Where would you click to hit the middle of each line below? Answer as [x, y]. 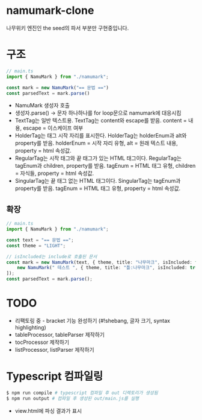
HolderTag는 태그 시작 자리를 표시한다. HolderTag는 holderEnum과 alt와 [101, 136]
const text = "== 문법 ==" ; [40, 240]
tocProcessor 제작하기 [42, 342]
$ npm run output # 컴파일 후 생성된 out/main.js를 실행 [73, 398]
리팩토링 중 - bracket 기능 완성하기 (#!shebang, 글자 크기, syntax [92, 321]
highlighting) [30, 327]
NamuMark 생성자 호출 [42, 106]
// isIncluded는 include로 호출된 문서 [52, 256]
